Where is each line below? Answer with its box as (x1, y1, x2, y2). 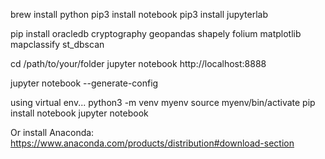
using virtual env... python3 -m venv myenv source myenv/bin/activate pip (10, 97, 316, 108)
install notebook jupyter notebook (10, 107, 149, 119)
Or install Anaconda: (10, 127, 95, 138)
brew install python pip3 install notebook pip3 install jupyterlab (10, 9, 269, 20)
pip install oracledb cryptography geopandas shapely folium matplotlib (10, 28, 302, 39)
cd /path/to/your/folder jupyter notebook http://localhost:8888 (10, 58, 267, 69)
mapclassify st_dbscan (10, 39, 105, 50)
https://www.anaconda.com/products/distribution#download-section (10, 137, 295, 149)
